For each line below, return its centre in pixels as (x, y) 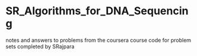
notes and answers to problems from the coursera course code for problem (98, 40)
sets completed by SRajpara (40, 46)
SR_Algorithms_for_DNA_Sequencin (97, 11)
